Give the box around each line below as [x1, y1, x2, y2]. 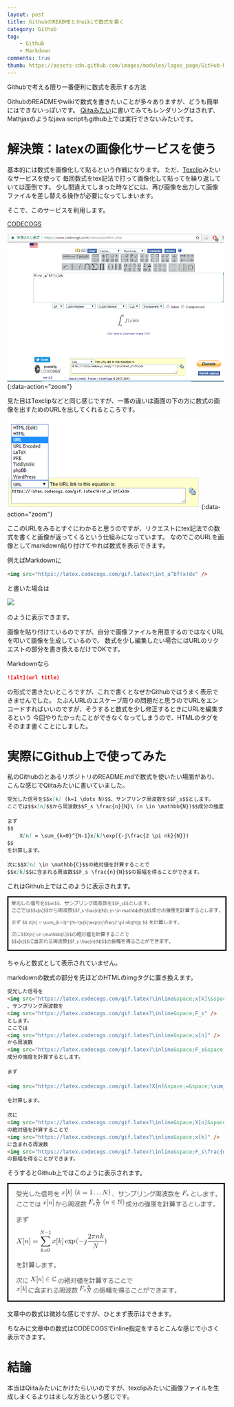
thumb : [7, 62, 26, 69]
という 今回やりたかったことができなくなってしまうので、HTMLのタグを [12, 713, 219, 721]
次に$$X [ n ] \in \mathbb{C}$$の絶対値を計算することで [7, 861, 150, 868]
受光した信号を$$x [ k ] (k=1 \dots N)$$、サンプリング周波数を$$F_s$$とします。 [7, 796, 214, 803]
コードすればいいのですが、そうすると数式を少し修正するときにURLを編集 [7, 704, 218, 713]
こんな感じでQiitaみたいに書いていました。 [7, 781, 129, 790]
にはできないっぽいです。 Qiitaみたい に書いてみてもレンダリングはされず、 [7, 106, 220, 114]
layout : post [7, 11, 45, 18]
